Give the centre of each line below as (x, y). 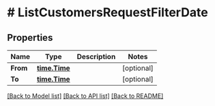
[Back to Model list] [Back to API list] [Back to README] (85, 96)
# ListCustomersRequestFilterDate (107, 13)
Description (96, 57)
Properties (30, 38)
